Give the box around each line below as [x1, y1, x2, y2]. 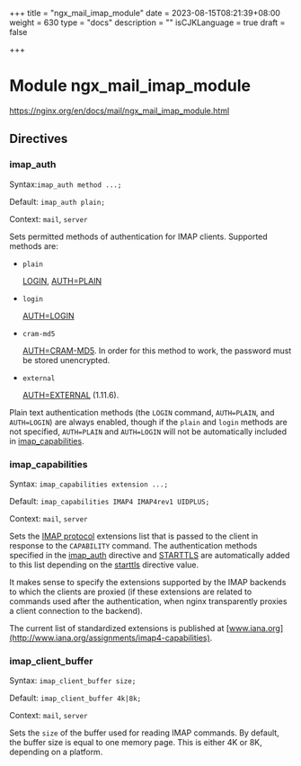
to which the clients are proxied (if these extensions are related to [9, 586, 252, 597]
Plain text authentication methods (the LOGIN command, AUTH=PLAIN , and [9, 406, 275, 417]
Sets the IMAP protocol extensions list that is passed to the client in [9, 530, 259, 541]
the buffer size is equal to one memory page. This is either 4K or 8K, [9, 737, 262, 748]
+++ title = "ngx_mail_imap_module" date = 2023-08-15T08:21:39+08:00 [9, 8, 281, 18]
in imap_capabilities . [9, 435, 84, 446]
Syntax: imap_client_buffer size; [9, 675, 137, 686]
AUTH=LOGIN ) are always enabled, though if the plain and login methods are [9, 416, 288, 427]
